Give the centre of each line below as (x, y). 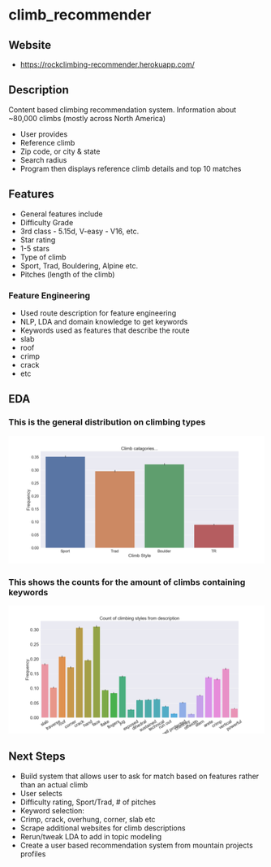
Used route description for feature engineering (98, 313)
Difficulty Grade (47, 222)
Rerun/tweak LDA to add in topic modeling (91, 836)
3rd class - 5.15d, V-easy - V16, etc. (80, 231)
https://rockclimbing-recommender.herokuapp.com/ (107, 64)
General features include (61, 214)
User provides (44, 134)
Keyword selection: (52, 810)
